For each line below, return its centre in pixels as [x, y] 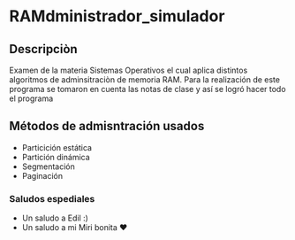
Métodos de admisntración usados [107, 126]
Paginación [42, 175]
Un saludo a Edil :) [55, 218]
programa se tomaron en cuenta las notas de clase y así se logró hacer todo [147, 89]
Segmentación [48, 166]
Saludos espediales [52, 198]
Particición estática [57, 147]
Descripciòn [43, 49]
